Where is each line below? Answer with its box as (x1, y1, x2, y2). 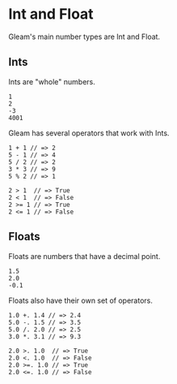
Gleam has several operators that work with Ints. (8, 127, 170, 138)
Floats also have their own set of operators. (8, 296, 154, 305)
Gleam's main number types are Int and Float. (8, 32, 160, 41)
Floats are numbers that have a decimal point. (8, 251, 161, 261)
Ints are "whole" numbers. (8, 76, 95, 86)
